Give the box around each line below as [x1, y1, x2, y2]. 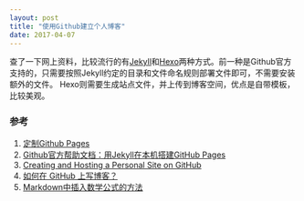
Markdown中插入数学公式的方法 [22, 181, 143, 192]
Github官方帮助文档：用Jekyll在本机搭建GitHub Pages [22, 149, 226, 160]
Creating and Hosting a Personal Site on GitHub [22, 159, 203, 170]
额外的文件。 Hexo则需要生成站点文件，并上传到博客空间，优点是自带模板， [9, 79, 295, 90]
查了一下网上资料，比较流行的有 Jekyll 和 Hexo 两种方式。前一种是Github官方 [9, 56, 292, 67]
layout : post [9, 13, 59, 23]
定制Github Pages [22, 137, 90, 148]
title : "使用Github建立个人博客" [9, 22, 126, 31]
